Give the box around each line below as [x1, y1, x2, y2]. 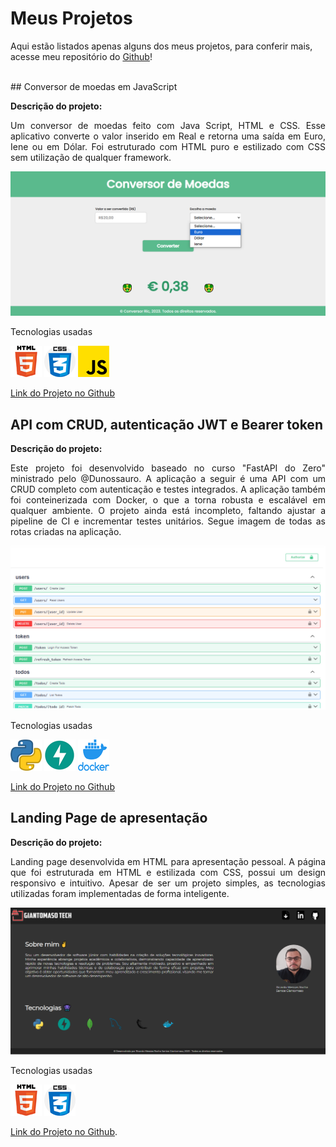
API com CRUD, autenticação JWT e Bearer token [10, 416, 323, 433]
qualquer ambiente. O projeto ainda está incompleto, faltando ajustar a [10, 505, 326, 517]
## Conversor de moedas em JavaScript [10, 80, 178, 92]
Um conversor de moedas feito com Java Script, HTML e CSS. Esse [10, 119, 326, 131]
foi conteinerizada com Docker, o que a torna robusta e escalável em [10, 494, 326, 506]
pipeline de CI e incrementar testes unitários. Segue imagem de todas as [10, 515, 326, 527]
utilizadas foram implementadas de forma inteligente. [10, 887, 230, 899]
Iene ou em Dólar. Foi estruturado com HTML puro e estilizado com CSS [10, 140, 326, 152]
